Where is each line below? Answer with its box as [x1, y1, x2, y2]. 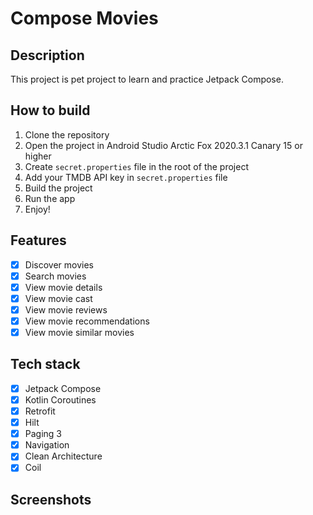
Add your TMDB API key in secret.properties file [24, 171, 228, 183]
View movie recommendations [24, 315, 150, 327]
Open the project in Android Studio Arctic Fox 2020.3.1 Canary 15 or [24, 139, 303, 151]
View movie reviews [24, 303, 108, 316]
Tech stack [10, 356, 81, 373]
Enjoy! [24, 203, 51, 215]
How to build [10, 102, 91, 119]
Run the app [24, 192, 76, 204]
